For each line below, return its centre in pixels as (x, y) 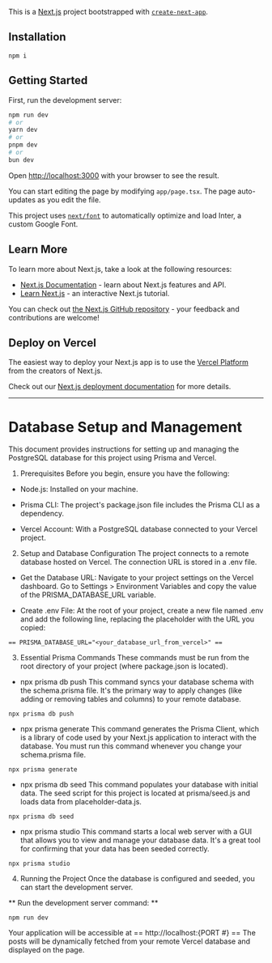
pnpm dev (23, 145)
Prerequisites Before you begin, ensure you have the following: (125, 473)
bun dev (21, 160)
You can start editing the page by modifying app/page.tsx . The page (122, 191)
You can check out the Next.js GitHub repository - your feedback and (124, 309)
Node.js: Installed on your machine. (79, 490)
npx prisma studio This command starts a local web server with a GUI (136, 832)
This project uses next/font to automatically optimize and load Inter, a (125, 215)
